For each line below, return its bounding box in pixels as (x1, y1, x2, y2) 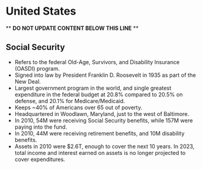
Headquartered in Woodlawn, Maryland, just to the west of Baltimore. (14, 110, 190, 117)
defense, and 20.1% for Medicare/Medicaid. (14, 97, 125, 104)
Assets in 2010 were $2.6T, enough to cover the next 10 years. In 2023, (14, 142, 195, 150)
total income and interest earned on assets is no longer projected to (14, 149, 186, 156)
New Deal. (14, 77, 41, 85)
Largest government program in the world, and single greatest (14, 84, 172, 92)
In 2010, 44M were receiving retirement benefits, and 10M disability (14, 129, 185, 137)
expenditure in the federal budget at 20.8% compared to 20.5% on (14, 90, 183, 98)
